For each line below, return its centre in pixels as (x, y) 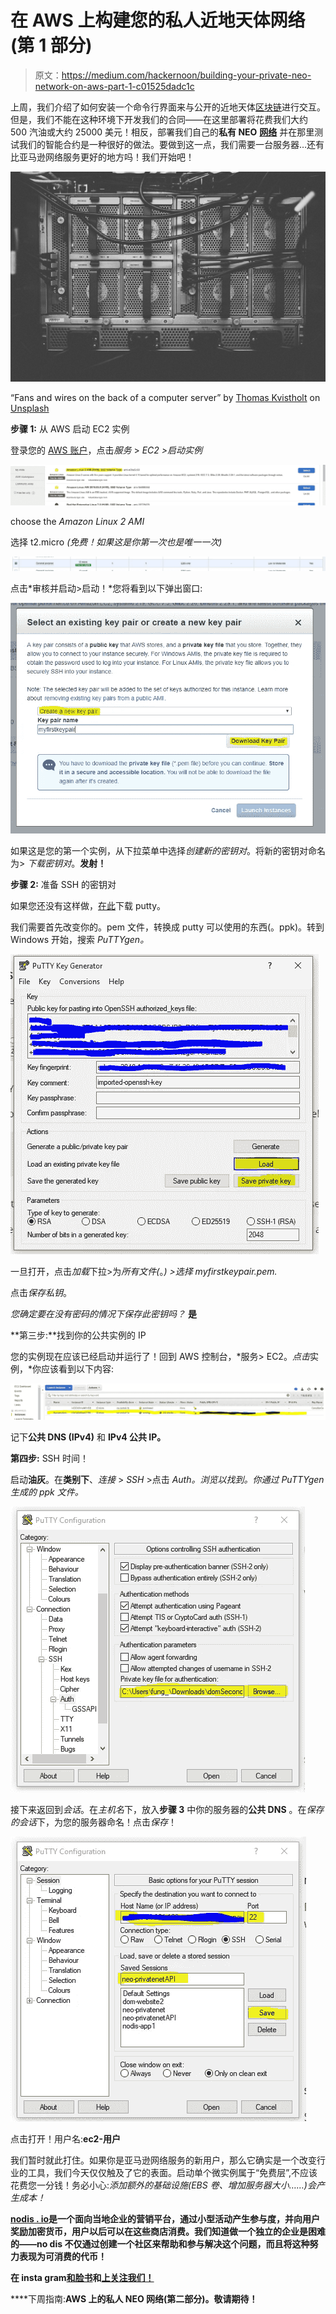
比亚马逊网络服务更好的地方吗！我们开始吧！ (102, 157)
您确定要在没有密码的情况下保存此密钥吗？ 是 (103, 1314)
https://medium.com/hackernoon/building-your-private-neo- (186, 75)
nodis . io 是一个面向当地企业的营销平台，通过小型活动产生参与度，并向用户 (165, 2218)
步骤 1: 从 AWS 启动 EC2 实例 (70, 429)
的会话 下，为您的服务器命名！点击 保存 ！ (93, 1822)
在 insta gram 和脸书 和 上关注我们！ (82, 2277)
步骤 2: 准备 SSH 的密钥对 (63, 885)
